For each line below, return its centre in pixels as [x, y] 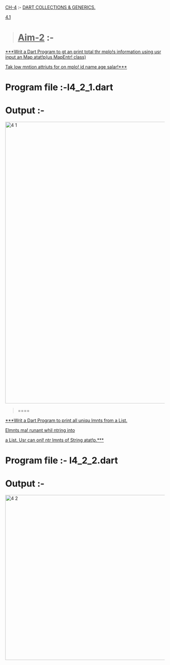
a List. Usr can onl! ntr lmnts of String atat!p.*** [55, 440]
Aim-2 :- [36, 38]
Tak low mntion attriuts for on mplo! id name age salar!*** [66, 67]
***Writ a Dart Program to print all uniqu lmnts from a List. [66, 421]
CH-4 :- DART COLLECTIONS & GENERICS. [50, 7]
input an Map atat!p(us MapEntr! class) [46, 57]
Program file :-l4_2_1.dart [59, 87]
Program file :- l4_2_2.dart [62, 460]
